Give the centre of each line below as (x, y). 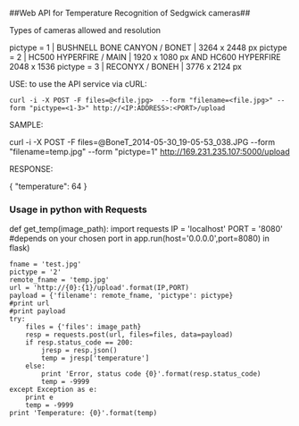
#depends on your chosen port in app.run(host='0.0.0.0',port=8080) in (140, 239)
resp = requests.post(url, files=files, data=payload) (129, 335)
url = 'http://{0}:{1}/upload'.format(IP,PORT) (100, 288)
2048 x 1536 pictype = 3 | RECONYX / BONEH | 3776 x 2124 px (126, 67)
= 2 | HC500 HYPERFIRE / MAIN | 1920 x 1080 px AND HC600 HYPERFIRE (145, 57)
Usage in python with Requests (78, 209)
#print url (29, 303)
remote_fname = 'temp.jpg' (59, 280)
